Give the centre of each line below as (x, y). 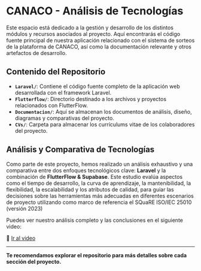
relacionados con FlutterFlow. (51, 105)
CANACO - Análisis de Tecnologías (95, 11)
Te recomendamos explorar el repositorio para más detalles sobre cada (97, 255)
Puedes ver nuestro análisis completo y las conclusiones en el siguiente (95, 220)
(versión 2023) (25, 208)
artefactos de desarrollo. (36, 53)
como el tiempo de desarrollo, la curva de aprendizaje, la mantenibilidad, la (99, 183)
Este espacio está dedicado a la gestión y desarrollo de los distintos (90, 28)
